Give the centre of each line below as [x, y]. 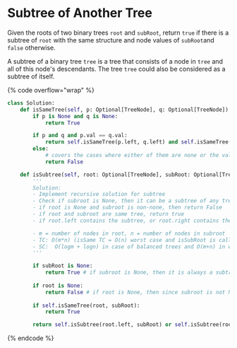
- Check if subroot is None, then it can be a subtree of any [126, 201]
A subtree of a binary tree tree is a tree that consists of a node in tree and [115, 61]
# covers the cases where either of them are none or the [132, 156]
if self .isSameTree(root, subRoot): [86, 306]
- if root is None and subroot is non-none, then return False [127, 208]
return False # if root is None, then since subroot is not [135, 292]
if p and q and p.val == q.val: [80, 136]
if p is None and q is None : [75, 116]
